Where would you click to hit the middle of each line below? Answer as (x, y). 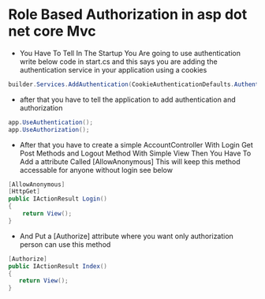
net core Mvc (52, 31)
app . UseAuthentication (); (50, 122)
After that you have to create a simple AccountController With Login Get (136, 144)
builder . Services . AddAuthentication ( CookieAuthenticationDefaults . (121, 84)
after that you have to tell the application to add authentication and (128, 99)
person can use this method (65, 244)
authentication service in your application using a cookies (113, 69)
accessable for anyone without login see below (96, 170)
